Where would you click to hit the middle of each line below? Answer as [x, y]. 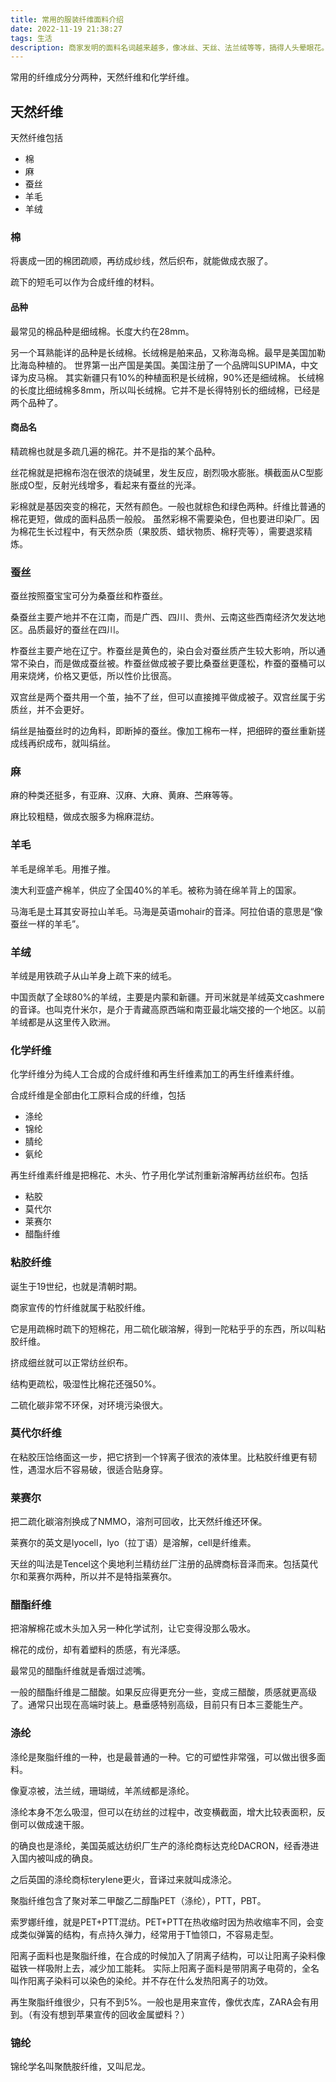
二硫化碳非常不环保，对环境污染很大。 [89, 1405]
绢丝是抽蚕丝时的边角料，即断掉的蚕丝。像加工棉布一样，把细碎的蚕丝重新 [163, 731]
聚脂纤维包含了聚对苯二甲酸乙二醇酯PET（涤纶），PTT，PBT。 [138, 1900]
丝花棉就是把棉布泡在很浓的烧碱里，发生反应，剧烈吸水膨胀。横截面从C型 [162, 472]
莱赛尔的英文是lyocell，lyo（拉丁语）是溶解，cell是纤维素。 [133, 1543]
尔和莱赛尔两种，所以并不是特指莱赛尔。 [93, 1577]
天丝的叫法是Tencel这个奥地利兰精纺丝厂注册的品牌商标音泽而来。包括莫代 [164, 1564]
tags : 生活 [31, 38]
